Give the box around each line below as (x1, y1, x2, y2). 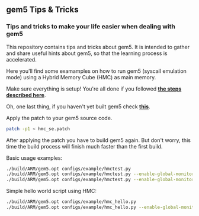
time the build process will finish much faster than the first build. (6, 143, 163, 150)
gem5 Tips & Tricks (6, 5, 79, 15)
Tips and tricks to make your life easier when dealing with (6, 22, 176, 31)
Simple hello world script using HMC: (6, 188, 97, 195)
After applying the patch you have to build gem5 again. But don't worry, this (6, 136, 191, 144)
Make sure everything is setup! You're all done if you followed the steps (6, 85, 182, 92)
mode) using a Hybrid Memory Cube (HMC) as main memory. (6, 73, 156, 80)
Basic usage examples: (6, 154, 63, 162)
